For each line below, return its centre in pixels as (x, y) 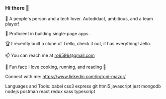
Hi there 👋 (17, 8)
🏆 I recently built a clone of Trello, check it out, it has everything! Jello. (78, 44)
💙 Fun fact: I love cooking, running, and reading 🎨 (56, 67)
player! (12, 24)
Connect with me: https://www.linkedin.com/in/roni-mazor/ (65, 77)
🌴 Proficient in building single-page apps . (48, 34)
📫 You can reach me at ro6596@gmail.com (50, 55)
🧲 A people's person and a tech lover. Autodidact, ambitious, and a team (79, 19)
